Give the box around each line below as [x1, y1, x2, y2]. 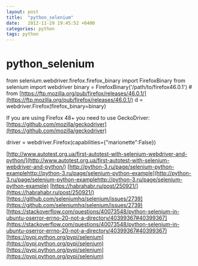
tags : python [6, 31, 39, 37]
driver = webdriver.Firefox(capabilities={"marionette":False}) [6, 139, 156, 146]
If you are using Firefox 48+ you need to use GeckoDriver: [6, 114, 150, 122]
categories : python [6, 25, 55, 32]
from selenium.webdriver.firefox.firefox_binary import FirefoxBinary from [6, 77, 186, 84]
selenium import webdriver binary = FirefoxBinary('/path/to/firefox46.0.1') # [6, 84, 193, 91]
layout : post [6, 8, 39, 15]
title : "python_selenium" [6, 14, 74, 20]
